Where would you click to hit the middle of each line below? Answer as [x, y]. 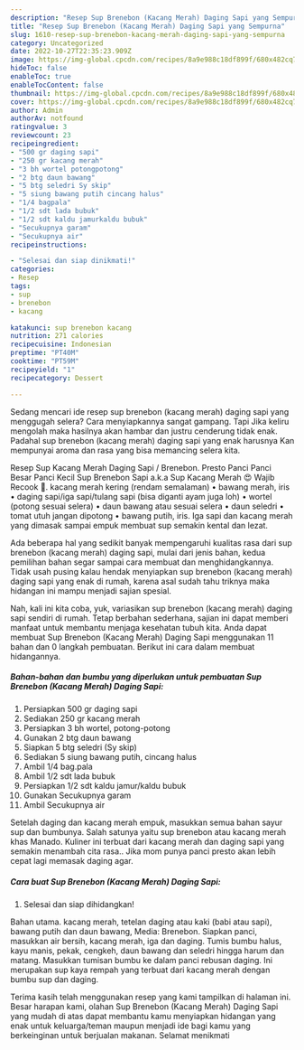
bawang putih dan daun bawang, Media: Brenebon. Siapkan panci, [134, 932]
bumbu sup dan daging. [55, 980]
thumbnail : [31, 93]
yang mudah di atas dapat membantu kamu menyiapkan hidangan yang [143, 1017]
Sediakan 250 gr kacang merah [82, 718]
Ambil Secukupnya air [64, 805]
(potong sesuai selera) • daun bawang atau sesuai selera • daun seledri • [147, 506]
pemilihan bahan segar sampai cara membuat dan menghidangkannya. [142, 562]
